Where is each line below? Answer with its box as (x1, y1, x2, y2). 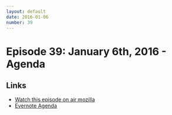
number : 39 (6, 19, 33, 25)
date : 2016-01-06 (6, 14, 49, 20)
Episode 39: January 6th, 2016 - (6, 45, 167, 58)
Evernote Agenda (14, 102, 57, 109)
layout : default (6, 8, 46, 15)
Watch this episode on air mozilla (14, 96, 95, 103)
